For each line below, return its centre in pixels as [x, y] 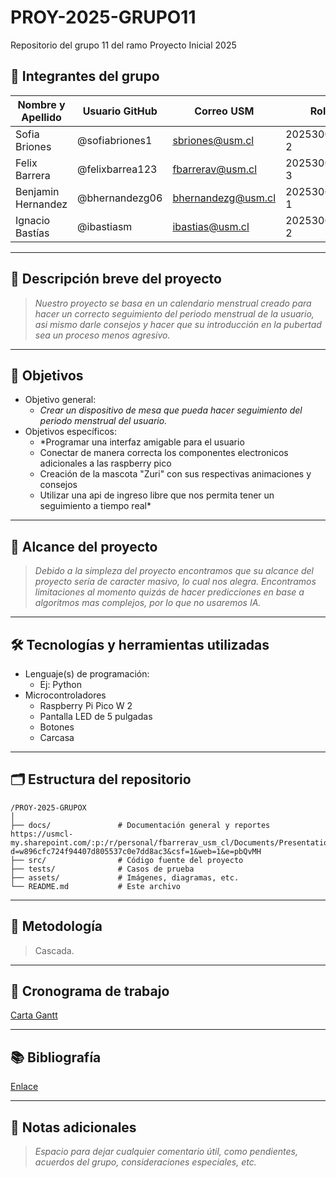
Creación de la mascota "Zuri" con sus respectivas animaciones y [175, 474]
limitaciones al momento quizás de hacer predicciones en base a [169, 592]
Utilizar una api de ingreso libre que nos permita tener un [157, 495]
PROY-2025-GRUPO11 [103, 17]
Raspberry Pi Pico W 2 [86, 705]
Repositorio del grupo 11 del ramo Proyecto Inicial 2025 [123, 45]
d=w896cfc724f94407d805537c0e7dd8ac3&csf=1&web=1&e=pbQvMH [136, 851]
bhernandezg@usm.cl [224, 198]
